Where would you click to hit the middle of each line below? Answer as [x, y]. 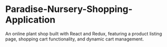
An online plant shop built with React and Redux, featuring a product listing [83, 33]
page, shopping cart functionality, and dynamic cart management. [75, 39]
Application [30, 20]
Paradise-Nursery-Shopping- [69, 9]
